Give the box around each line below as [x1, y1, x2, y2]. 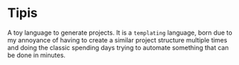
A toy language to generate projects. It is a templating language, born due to [7, 28, 233, 37]
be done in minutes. [7, 51, 66, 59]
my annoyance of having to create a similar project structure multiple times [7, 35, 228, 44]
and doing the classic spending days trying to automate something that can [7, 43, 229, 52]
